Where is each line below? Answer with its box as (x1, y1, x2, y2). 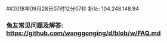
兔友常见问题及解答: (6, 21, 64, 29)
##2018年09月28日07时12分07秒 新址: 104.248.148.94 (6, 5, 139, 12)
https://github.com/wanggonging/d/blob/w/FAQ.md (6, 29, 161, 37)
